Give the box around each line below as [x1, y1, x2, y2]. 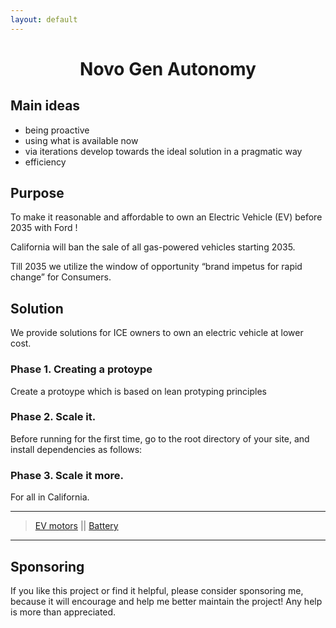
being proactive [24, 124, 90, 136]
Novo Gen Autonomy [79, 57, 257, 80]
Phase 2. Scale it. [10, 410, 97, 424]
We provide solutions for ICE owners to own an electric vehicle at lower [10, 327, 304, 339]
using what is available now [24, 134, 139, 146]
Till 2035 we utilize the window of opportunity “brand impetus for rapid [10, 261, 303, 273]
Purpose [10, 185, 65, 202]
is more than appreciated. [10, 606, 117, 618]
